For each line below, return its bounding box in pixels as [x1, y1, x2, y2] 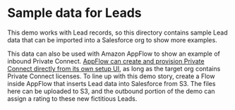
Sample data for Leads [7, 5, 142, 21]
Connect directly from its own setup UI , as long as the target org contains [7, 64, 221, 73]
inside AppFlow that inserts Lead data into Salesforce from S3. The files [7, 79, 216, 87]
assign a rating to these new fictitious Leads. [7, 94, 138, 103]
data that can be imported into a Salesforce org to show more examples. [7, 35, 217, 44]
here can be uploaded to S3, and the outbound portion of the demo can [7, 87, 215, 95]
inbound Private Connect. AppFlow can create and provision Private [7, 56, 205, 65]
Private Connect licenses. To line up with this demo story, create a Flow [7, 72, 215, 80]
